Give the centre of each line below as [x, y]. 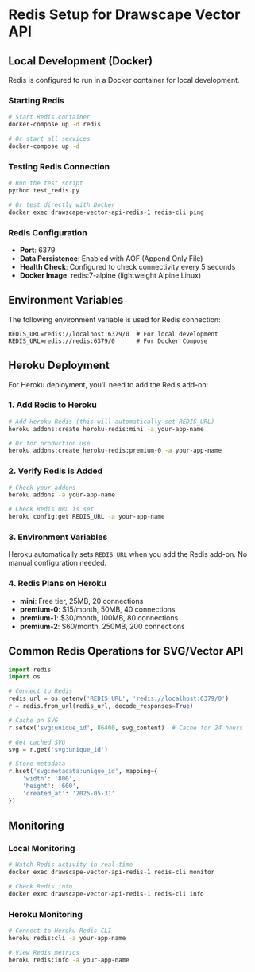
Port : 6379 [37, 250]
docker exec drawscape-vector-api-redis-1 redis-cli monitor [112, 873]
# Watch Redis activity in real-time [71, 865]
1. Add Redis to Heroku [52, 405]
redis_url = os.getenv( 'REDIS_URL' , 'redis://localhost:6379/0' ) [118, 699]
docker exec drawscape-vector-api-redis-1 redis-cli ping [106, 212]
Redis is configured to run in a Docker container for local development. [124, 80]
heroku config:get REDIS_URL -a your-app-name [87, 517]
